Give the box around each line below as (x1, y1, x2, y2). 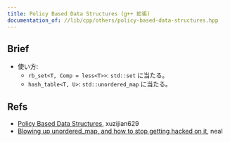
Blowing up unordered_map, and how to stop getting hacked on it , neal (17, 127, 223, 136)
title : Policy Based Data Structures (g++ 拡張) (7, 10, 151, 18)
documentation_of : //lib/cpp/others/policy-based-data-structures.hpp (7, 17, 219, 24)
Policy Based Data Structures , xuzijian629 (17, 120, 139, 128)
